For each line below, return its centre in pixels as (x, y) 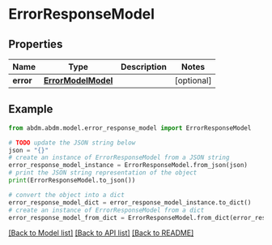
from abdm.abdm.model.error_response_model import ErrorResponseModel (130, 128)
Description (144, 67)
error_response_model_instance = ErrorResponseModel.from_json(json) (128, 165)
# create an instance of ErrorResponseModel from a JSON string (119, 158)
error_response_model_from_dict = (67, 217)
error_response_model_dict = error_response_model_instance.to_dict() (130, 202)
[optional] (193, 80)
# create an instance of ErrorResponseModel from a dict (106, 210)
